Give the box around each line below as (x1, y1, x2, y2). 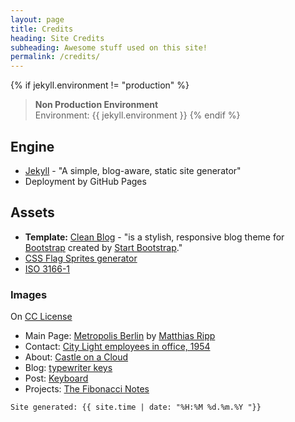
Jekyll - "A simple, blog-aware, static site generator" (24, 164, 242, 176)
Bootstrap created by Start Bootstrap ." (24, 241, 183, 253)
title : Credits (10, 24, 74, 34)
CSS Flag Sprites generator (24, 252, 138, 264)
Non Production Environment (34, 99, 159, 111)
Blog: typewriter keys (24, 362, 113, 374)
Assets (10, 204, 55, 221)
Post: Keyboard (24, 372, 89, 385)
